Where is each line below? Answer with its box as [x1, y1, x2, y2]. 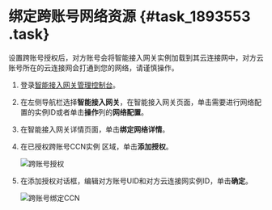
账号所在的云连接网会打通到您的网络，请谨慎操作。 [8, 62, 179, 73]
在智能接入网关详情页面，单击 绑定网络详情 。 [19, 124, 170, 134]
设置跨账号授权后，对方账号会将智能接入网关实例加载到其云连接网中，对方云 [8, 52, 264, 62]
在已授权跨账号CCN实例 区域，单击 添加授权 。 [19, 141, 173, 151]
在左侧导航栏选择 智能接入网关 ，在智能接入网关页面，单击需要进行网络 [19, 97, 255, 107]
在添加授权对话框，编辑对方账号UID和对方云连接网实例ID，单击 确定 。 [19, 175, 253, 186]
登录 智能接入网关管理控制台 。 [19, 80, 120, 90]
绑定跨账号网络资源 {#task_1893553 [8, 7, 251, 26]
